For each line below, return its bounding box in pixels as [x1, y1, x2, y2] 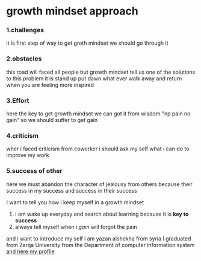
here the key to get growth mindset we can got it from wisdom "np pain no [6, 110, 191, 117]
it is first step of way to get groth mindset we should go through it [6, 39, 169, 47]
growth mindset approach [6, 4, 138, 18]
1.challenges [6, 26, 44, 34]
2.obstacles [6, 54, 42, 63]
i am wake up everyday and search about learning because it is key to [14, 210, 189, 217]
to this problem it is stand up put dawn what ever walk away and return [6, 74, 182, 82]
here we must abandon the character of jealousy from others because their [6, 180, 193, 188]
